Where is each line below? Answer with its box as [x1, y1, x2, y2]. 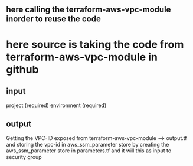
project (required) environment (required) [6, 102, 107, 109]
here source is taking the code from [6, 38, 184, 51]
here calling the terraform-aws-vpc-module [6, 5, 171, 15]
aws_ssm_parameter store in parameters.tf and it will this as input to [6, 147, 172, 154]
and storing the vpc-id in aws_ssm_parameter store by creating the [6, 141, 169, 148]
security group [6, 154, 42, 161]
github [6, 63, 40, 76]
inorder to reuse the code [6, 14, 102, 24]
